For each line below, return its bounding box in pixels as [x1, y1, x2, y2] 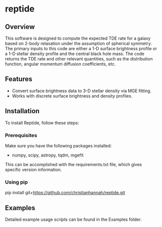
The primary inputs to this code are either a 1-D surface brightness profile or [5, 46, 157, 51]
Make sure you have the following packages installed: [5, 142, 112, 148]
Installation [5, 107, 40, 115]
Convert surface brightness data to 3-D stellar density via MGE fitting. [12, 88, 151, 94]
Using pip [5, 179, 28, 185]
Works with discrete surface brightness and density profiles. [12, 93, 133, 99]
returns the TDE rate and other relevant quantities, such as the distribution [5, 56, 153, 61]
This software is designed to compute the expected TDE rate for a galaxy [5, 35, 151, 41]
